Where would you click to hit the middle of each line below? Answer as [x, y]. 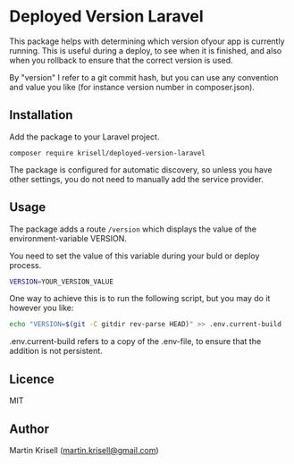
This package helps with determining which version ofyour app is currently [147, 41]
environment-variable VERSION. [68, 238]
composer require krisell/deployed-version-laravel [107, 153]
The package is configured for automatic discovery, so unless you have [141, 169]
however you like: [42, 308]
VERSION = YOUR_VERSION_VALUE [62, 282]
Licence [32, 379]
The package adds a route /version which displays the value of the [133, 229]
